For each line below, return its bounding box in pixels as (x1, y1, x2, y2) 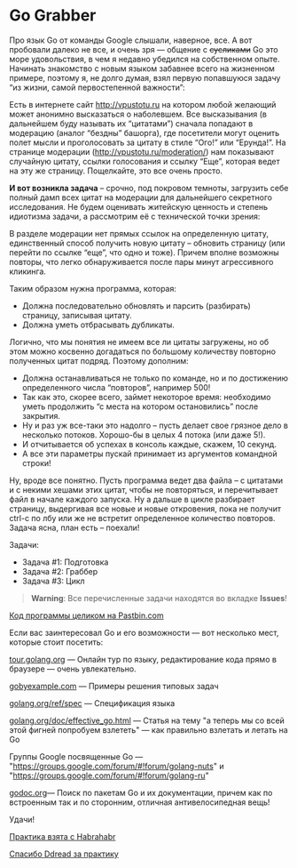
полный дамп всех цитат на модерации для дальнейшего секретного (9, 192, 273, 203)
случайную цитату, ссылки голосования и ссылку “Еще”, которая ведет (9, 156, 281, 166)
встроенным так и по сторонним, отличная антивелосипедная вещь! (9, 797, 270, 808)
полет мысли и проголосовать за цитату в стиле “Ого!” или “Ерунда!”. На (9, 137, 286, 148)
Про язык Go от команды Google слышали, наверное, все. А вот (9, 35, 253, 45)
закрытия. (21, 410, 60, 421)
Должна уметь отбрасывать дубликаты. (21, 319, 176, 330)
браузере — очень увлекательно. (9, 663, 137, 674)
